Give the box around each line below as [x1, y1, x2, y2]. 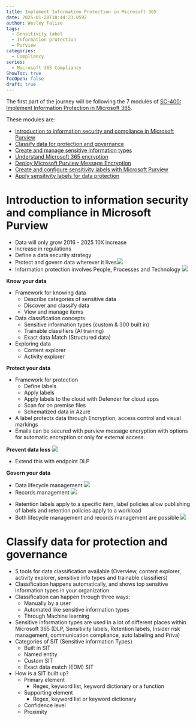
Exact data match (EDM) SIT [23, 663, 94, 671]
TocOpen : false [6, 76, 44, 82]
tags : [6, 25, 20, 32]
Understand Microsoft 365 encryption [14, 153, 109, 160]
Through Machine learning [23, 612, 90, 619]
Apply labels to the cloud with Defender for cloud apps [23, 395, 159, 403]
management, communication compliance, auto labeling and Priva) [14, 631, 180, 639]
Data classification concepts [14, 314, 86, 321]
